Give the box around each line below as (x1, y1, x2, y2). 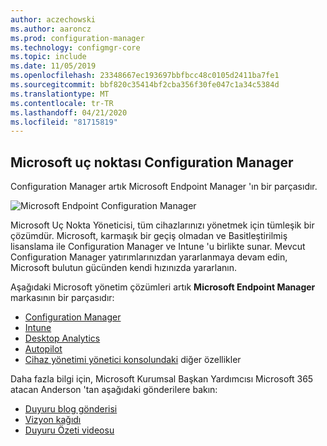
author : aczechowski (10, 14, 97, 25)
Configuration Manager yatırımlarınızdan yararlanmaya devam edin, (10, 251, 288, 263)
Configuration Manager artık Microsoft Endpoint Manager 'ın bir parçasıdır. (10, 181, 318, 193)
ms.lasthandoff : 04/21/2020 (10, 107, 128, 118)
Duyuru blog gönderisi (24, 403, 118, 415)
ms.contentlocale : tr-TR (10, 98, 114, 108)
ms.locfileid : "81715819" (10, 117, 118, 127)
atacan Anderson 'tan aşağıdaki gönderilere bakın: (10, 384, 218, 396)
